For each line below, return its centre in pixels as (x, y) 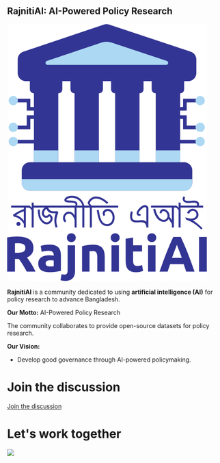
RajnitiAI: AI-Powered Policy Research (90, 11)
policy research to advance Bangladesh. (64, 299)
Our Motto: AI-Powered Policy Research (64, 312)
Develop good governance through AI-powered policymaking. (104, 360)
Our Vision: (24, 346)
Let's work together (64, 434)
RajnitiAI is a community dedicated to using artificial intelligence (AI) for (110, 292)
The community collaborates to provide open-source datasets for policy (108, 325)
